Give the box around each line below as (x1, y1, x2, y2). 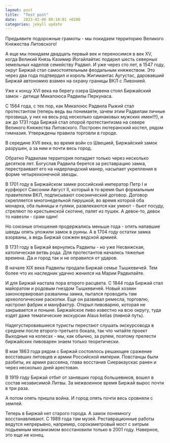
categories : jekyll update (5, 21, 62, 27)
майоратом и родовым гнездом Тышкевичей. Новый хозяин (5, 285, 137, 291)
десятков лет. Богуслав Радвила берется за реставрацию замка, (5, 161, 146, 167)
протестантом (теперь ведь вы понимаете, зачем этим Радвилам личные (5, 108, 165, 114)
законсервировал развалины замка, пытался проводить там (5, 291, 137, 297)
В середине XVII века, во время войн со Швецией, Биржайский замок (5, 140, 158, 146)
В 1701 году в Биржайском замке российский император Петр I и (5, 181, 147, 187)
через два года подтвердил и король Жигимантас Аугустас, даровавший (5, 72, 164, 79)
